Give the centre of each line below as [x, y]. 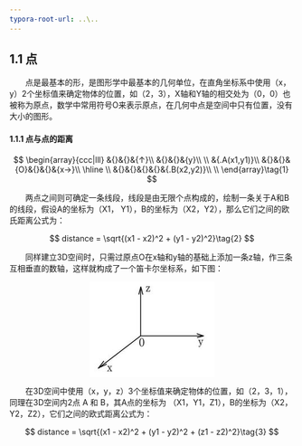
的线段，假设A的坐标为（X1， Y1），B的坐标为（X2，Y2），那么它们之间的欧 [150, 209]
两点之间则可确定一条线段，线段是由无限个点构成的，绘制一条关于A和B [157, 197]
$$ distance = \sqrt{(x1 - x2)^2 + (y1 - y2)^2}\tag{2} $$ [152, 238]
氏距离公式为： [37, 220]
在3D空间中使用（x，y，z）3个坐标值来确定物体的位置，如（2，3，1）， [159, 391]
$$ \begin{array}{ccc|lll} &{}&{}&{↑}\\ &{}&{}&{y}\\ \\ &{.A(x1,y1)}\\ [137, 159]
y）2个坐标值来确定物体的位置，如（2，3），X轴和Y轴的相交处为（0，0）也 [150, 94]
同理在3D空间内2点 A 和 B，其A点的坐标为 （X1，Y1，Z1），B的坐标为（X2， [151, 402]
